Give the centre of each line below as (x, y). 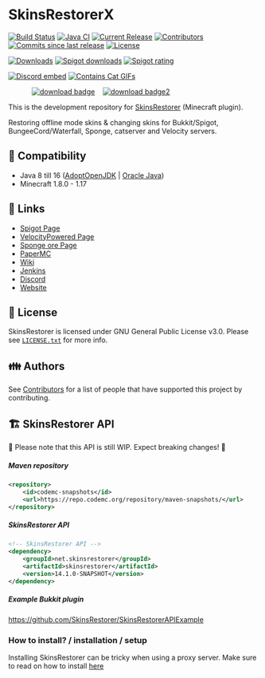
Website (33, 287)
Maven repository (39, 465)
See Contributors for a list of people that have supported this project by (125, 389)
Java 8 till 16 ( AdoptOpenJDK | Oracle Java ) (92, 175)
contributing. (29, 398)
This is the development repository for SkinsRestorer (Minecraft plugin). (126, 107)
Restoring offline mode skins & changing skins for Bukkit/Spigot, (113, 122)
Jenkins (33, 270)
